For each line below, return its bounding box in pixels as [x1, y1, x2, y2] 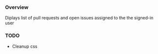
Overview [5, 4, 29, 11]
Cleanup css [12, 43, 38, 49]
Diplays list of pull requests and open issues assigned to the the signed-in [5, 15, 154, 21]
